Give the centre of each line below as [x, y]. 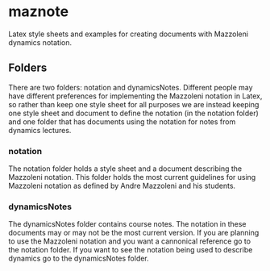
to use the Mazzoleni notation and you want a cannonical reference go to [130, 241]
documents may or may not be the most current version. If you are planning [134, 233]
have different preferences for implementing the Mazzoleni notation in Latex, [135, 96]
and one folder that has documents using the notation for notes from [122, 121]
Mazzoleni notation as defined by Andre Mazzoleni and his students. [122, 186]
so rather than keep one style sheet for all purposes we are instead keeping [134, 104]
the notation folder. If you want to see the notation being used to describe [131, 250]
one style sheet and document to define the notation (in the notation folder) [134, 113]
